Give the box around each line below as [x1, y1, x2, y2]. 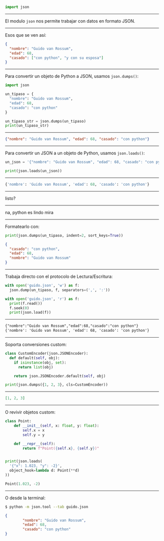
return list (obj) [18, 365, 54, 369]
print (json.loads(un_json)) [5, 169, 62, 173]
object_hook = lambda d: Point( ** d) [9, 468, 80, 473]
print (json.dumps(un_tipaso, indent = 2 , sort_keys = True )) [5, 233, 123, 238]
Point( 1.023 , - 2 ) [5, 481, 41, 486]
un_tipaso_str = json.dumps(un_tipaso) [5, 119, 86, 123]
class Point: [5, 419, 32, 424]
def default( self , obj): [9, 355, 60, 360]
